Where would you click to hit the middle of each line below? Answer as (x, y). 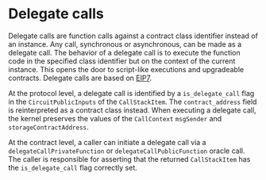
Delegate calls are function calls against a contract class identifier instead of (133, 36)
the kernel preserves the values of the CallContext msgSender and (115, 118)
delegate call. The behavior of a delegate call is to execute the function (124, 52)
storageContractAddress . (48, 127)
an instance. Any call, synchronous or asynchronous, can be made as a (125, 44)
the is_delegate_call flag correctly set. (73, 167)
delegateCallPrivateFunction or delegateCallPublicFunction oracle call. (127, 151)
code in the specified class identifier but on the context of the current (122, 61)
